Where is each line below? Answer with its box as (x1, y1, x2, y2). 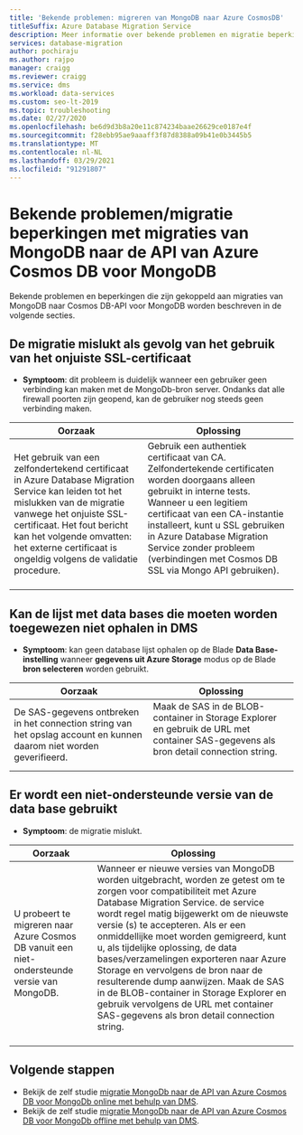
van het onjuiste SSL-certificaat (9, 350, 192, 366)
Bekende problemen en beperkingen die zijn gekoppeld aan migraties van (9, 291, 284, 302)
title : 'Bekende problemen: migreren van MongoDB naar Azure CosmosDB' (9, 13, 284, 23)
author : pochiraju (9, 47, 78, 56)
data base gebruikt (9, 802, 118, 817)
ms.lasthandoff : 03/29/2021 (9, 155, 115, 165)
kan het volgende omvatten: (14, 530, 133, 543)
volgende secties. (9, 310, 76, 321)
